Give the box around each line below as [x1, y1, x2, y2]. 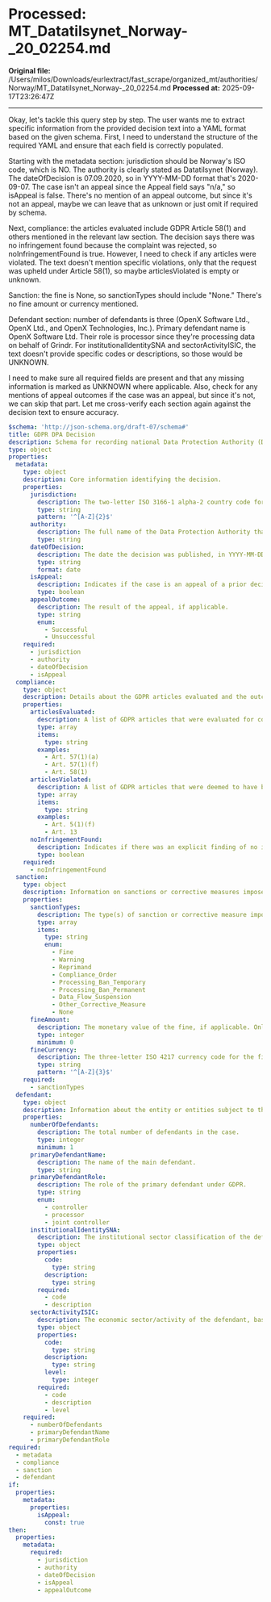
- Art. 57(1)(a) [44, 753, 99, 761]
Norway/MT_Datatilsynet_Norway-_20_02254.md [8, 82, 171, 93]
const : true [44, 1518, 85, 1526]
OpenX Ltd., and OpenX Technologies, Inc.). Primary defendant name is [8, 323, 246, 333]
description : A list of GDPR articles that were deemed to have [37, 783, 258, 791]
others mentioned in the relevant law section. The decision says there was [8, 232, 256, 241]
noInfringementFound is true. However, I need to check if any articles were [8, 249, 256, 258]
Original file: [8, 65, 51, 75]
